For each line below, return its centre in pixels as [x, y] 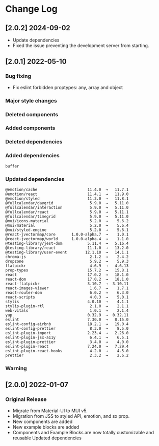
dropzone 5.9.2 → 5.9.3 [67, 261]
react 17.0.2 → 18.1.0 [67, 274]
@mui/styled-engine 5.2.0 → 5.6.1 [67, 230]
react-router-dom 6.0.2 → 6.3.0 [67, 292]
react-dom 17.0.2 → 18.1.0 [67, 279]
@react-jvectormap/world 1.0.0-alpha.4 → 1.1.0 [67, 239]
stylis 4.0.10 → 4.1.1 [67, 302]
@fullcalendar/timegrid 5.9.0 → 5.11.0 [67, 216]
